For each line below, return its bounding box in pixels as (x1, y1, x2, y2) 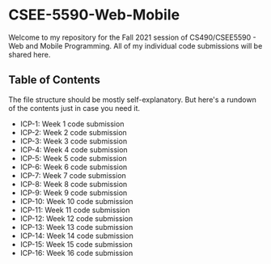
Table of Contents (8, 73, 101, 87)
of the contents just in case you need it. (8, 103, 140, 113)
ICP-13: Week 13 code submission (19, 222, 133, 232)
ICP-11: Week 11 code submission (19, 205, 131, 215)
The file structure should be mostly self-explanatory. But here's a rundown (8, 95, 256, 104)
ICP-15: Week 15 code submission (19, 239, 133, 249)
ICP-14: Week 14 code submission (19, 231, 133, 241)
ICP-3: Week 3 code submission (19, 136, 128, 146)
